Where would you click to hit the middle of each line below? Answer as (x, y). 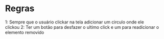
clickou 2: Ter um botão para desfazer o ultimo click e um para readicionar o (82, 27)
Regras (20, 9)
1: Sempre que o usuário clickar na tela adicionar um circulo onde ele (75, 22)
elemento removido (24, 32)
